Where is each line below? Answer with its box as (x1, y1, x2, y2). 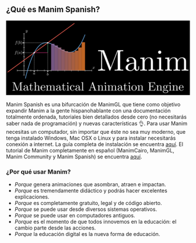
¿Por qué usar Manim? (6, 168, 71, 176)
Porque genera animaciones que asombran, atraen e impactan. (14, 180, 166, 188)
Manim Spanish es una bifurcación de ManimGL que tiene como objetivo (6, 100, 181, 107)
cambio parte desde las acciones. (14, 224, 96, 231)
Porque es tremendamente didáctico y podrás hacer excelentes (14, 187, 167, 194)
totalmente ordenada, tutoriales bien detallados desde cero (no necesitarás (6, 113, 187, 120)
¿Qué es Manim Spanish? (6, 5, 100, 15)
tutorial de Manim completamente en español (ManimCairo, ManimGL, (6, 147, 174, 154)
